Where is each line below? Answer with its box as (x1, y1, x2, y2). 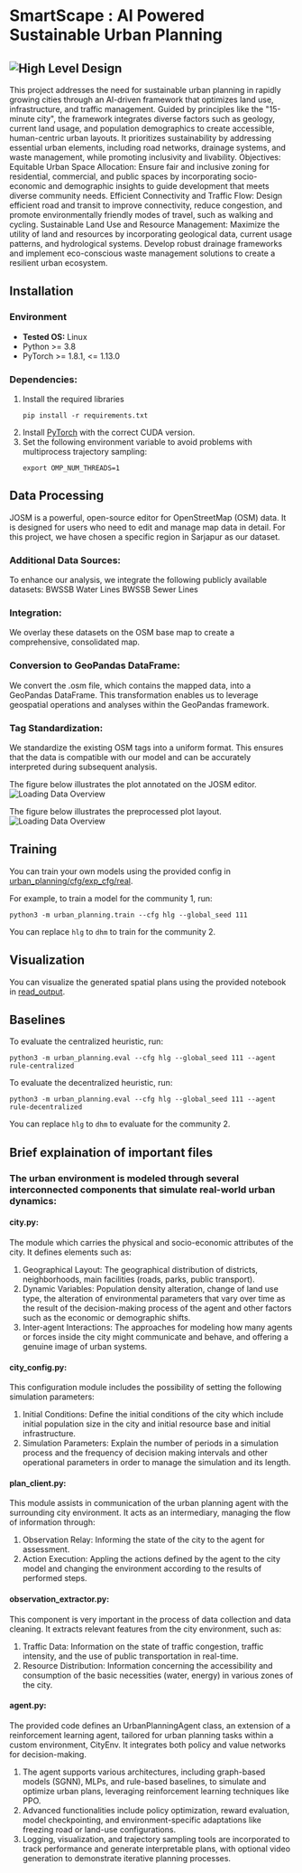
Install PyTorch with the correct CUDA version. (22, 427, 196, 438)
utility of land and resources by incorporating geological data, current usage (9, 229, 293, 240)
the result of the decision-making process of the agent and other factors (22, 1303, 292, 1313)
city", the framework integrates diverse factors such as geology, (36, 114, 275, 124)
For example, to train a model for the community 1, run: (9, 892, 214, 904)
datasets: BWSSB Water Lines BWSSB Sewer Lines (9, 584, 198, 595)
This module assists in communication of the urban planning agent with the (9, 1498, 288, 1509)
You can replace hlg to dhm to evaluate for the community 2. (9, 1118, 231, 1130)
